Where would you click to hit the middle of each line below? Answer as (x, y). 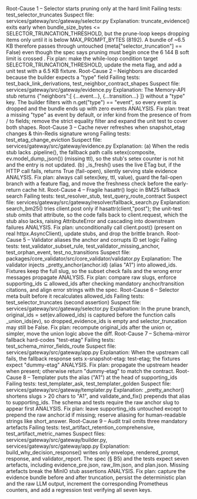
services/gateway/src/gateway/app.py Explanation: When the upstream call (98, 352)
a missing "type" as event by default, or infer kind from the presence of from (99, 115)
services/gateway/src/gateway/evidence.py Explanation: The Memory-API (96, 90)
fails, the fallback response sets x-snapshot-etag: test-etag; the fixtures (93, 359)
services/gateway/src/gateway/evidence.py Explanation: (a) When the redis (98, 146)
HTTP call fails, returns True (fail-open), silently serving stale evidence (92, 171)
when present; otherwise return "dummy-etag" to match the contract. (90, 371)
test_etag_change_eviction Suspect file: (54, 140)
